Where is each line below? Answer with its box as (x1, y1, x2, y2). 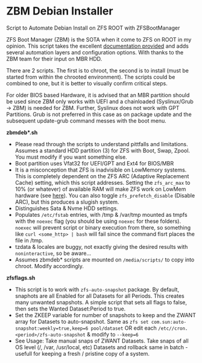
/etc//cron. (157, 325, 188, 332)
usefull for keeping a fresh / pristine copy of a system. (14, 350, 150, 357)
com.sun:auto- (151, 319, 187, 325)
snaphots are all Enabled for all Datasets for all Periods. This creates (14, 292, 185, 300)
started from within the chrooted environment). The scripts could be (6, 73, 175, 80)
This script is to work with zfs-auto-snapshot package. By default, (14, 286, 180, 293)
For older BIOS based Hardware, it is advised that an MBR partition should (6, 91, 190, 98)
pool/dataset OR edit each (90, 324, 157, 332)
